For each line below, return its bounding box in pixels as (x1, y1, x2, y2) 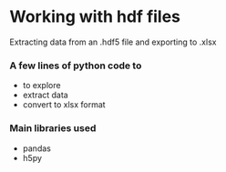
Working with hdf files (9, 6, 180, 27)
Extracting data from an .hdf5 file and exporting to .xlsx (9, 36, 217, 47)
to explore (22, 80, 61, 91)
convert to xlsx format (22, 99, 107, 110)
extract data (22, 89, 68, 101)
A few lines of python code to (9, 59, 142, 72)
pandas (22, 143, 52, 154)
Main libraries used (9, 122, 97, 135)
